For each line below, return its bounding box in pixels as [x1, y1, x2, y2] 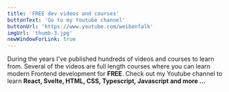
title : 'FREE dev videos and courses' [7, 10, 119, 17]
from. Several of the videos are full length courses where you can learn [7, 62, 211, 71]
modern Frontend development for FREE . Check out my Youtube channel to [7, 70, 223, 78]
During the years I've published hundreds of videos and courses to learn [7, 55, 214, 63]
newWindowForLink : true [7, 36, 76, 43]
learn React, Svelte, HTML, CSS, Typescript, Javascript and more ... [7, 77, 206, 85]
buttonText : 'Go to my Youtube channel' [7, 17, 126, 24]
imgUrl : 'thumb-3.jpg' [7, 29, 73, 37]
